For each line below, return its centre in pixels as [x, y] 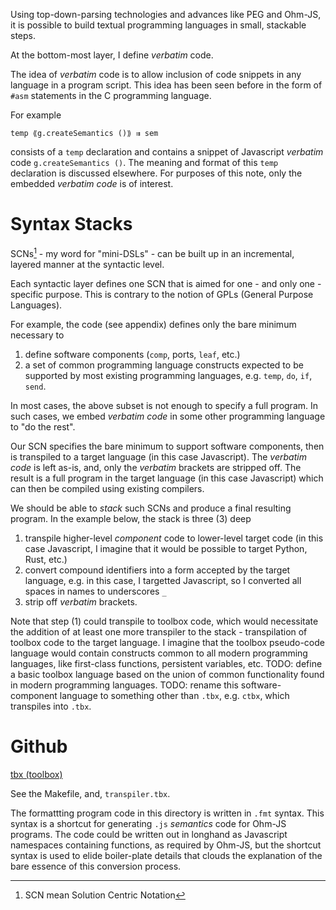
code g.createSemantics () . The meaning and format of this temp [144, 162]
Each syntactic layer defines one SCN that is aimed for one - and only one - [166, 283]
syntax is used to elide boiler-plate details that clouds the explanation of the [166, 855]
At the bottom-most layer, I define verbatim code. [112, 55]
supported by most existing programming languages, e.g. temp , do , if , [168, 375]
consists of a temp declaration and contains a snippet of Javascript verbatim [167, 152]
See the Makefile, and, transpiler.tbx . [90, 793]
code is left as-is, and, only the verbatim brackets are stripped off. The [156, 467]
